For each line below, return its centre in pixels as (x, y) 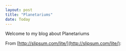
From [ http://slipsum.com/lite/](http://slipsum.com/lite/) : (63, 43)
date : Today (18, 19)
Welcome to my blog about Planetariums (47, 34)
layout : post (19, 10)
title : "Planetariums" (29, 15)
